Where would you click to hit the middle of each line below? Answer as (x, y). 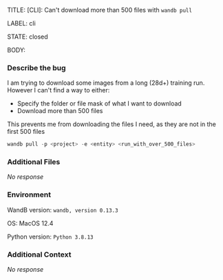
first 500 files (26, 132)
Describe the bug (37, 68)
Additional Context (39, 254)
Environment (29, 194)
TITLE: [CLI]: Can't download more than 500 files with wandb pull (100, 10)
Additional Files (34, 162)
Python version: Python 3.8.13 (50, 237)
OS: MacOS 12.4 (30, 223)
